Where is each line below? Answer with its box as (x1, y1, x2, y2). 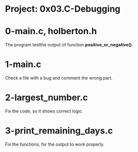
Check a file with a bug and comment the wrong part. (5, 75, 113, 81)
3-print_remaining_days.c (5, 125, 113, 136)
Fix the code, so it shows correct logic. (5, 108, 83, 114)
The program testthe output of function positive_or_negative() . (5, 42, 133, 48)
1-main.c (5, 59, 42, 70)
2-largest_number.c (5, 92, 88, 103)
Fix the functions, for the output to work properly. (5, 141, 105, 147)
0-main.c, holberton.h (5, 26, 97, 37)
